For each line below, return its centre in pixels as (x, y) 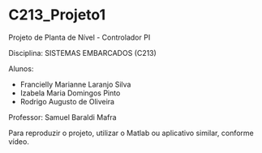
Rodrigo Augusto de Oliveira (67, 101)
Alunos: (21, 68)
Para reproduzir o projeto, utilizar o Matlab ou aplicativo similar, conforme (131, 133)
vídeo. (19, 141)
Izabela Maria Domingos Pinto (70, 93)
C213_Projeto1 (57, 15)
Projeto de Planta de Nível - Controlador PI (79, 37)
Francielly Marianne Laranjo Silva (75, 84)
